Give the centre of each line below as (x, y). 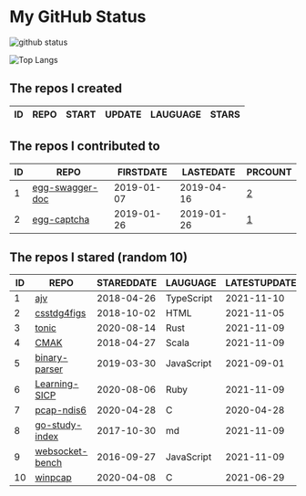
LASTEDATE (209, 172)
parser (49, 369)
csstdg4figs (61, 313)
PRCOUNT (269, 172)
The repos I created (66, 89)
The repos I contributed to (85, 147)
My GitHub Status (78, 17)
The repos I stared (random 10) (99, 257)
